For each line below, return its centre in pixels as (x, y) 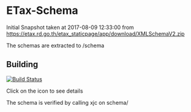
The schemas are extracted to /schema (55, 45)
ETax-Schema (42, 11)
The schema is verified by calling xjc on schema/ (67, 102)
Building (22, 64)
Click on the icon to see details (45, 91)
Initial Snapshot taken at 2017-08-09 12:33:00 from (70, 27)
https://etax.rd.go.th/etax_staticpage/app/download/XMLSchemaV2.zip (95, 33)
